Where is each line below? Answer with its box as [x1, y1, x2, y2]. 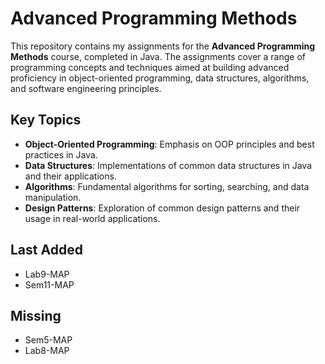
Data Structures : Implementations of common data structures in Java [24, 159, 313, 171]
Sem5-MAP [24, 334, 73, 346]
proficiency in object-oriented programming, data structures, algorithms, [10, 72, 310, 84]
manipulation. [24, 191, 82, 203]
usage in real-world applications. [24, 212, 161, 224]
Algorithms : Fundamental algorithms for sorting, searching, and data [24, 180, 310, 192]
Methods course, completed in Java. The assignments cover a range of [10, 50, 307, 62]
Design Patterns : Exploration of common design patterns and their [24, 202, 301, 214]
